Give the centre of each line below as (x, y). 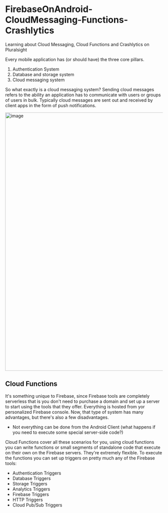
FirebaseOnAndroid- (49, 9)
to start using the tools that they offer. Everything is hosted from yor (75, 406)
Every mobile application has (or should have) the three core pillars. (75, 59)
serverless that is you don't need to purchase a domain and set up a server (82, 401)
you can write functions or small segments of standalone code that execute (83, 447)
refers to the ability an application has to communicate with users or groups (83, 95)
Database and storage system (43, 74)
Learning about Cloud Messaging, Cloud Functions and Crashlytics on (77, 44)
